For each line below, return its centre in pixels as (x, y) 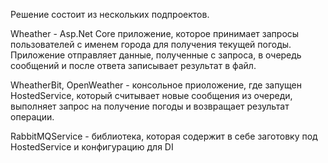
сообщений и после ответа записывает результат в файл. (133, 65)
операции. (32, 117)
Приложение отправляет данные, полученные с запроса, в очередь (156, 55)
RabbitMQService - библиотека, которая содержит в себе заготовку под (164, 136)
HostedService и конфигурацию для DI (92, 147)
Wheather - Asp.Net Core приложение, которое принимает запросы (155, 33)
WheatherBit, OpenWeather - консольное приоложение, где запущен (156, 85)
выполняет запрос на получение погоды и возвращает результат (150, 106)
